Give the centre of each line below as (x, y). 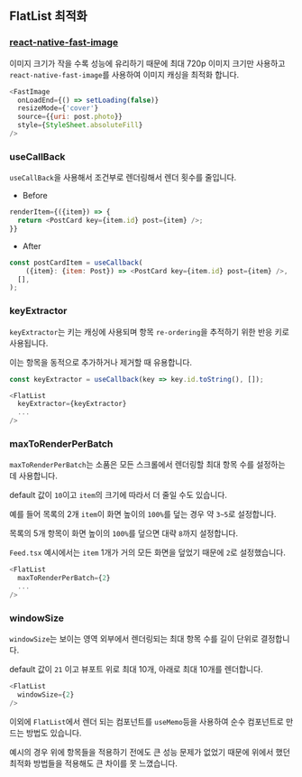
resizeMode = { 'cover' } (58, 108)
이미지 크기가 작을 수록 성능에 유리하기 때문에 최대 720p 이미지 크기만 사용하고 (147, 63)
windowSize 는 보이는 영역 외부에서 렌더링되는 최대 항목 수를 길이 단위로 (134, 639)
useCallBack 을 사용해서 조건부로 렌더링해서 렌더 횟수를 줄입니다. (123, 178)
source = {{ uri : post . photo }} (70, 117)
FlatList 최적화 (48, 16)
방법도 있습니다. (54, 733)
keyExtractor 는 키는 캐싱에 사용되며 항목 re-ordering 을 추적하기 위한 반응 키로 (150, 331)
